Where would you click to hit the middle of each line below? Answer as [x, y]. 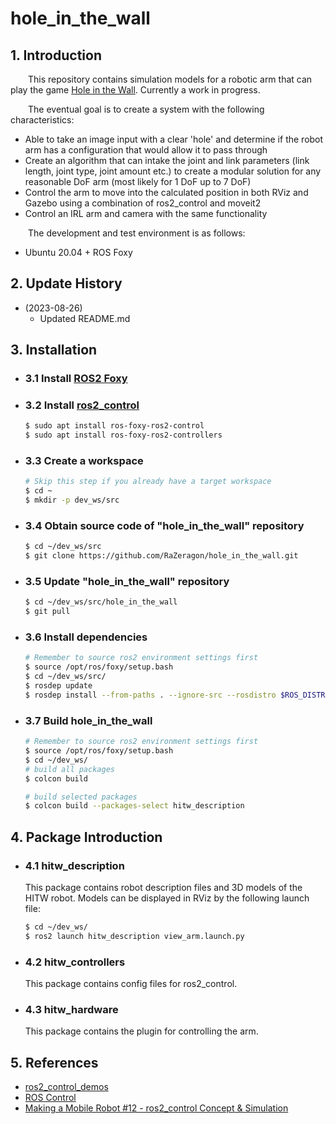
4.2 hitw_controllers [75, 962]
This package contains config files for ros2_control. [131, 984]
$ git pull [47, 612]
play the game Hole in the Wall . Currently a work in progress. [135, 90]
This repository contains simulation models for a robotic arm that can [170, 79]
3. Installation [54, 350]
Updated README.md [85, 318]
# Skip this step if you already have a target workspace [148, 482]
